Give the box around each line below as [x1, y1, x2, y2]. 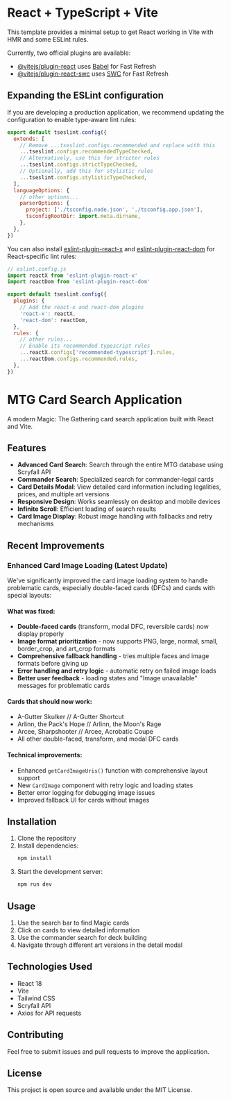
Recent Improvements [7, 539, 105, 551]
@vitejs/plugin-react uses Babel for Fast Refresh [17, 62, 157, 70]
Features [7, 442, 46, 454]
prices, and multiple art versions [17, 490, 110, 498]
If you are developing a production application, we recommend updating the [7, 108, 224, 116]
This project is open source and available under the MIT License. [7, 1086, 193, 1094]
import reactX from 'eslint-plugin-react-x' [7, 272, 138, 279]
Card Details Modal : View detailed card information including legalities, [17, 482, 221, 491]
